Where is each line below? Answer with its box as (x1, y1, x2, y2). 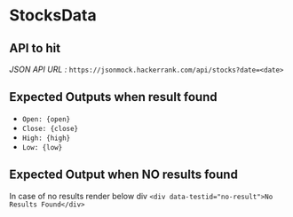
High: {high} (21, 134, 71, 143)
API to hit (9, 41, 60, 56)
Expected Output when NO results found (9, 167, 238, 182)
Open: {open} (21, 114, 71, 124)
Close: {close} (21, 124, 79, 133)
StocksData (9, 5, 98, 26)
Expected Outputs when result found (9, 89, 218, 105)
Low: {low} (21, 143, 63, 151)
